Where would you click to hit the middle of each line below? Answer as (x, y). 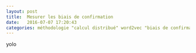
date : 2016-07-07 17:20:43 (41, 22)
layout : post (22, 11)
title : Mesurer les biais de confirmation (60, 17)
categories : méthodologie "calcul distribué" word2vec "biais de (87, 28)
